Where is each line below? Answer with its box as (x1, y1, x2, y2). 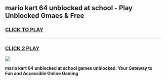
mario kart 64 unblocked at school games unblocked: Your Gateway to (5, 65, 153, 71)
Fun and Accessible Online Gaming (5, 70, 79, 76)
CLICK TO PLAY (5, 27, 43, 33)
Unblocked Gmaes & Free (5, 12, 84, 20)
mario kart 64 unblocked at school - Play (5, 4, 133, 12)
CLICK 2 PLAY (5, 45, 40, 52)
